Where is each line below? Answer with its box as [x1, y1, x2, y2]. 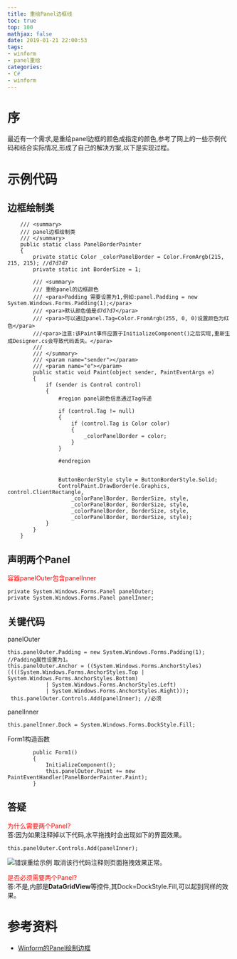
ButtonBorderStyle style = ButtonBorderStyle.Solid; [58, 476, 218, 483]
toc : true [7, 17, 37, 24]
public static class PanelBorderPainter [20, 241, 142, 248]
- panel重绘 [7, 57, 41, 64]
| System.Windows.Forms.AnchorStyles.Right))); [45, 687, 190, 694]
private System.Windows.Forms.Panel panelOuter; [7, 588, 154, 595]
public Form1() [33, 749, 78, 756]
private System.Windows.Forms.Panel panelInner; [7, 595, 154, 602]
